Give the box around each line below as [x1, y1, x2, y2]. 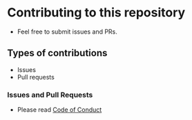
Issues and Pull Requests [7, 90, 93, 99]
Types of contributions [7, 47, 108, 59]
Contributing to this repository [7, 5, 186, 21]
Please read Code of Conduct [17, 106, 102, 114]
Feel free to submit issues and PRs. [17, 27, 117, 36]
